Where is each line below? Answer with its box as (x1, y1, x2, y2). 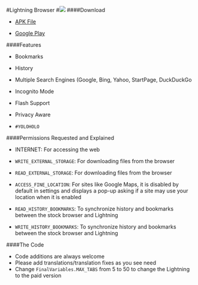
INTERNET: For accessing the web (14, 146, 100, 153)
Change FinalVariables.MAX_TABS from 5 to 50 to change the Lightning (14, 266, 190, 272)
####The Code (6, 241, 44, 248)
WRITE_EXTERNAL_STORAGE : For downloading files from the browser (14, 158, 175, 164)
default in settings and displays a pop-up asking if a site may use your (14, 187, 188, 194)
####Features (6, 41, 41, 48)
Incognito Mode (14, 88, 55, 95)
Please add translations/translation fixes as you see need (14, 259, 157, 266)
